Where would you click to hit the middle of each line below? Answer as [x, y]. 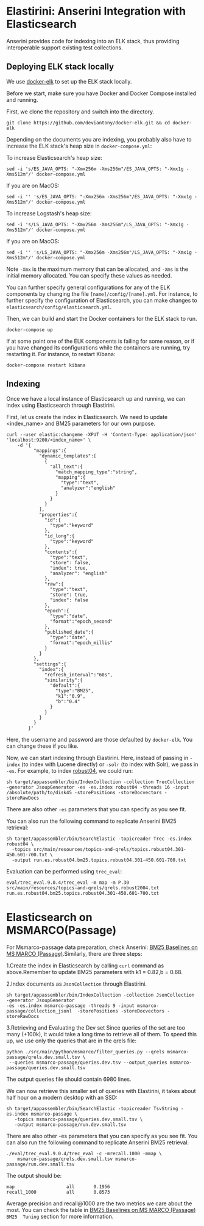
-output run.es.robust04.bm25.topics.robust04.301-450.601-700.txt [99, 860]
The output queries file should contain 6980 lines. [69, 1079]
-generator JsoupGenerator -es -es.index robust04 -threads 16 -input [98, 787]
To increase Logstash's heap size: [49, 213]
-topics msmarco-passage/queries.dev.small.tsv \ [79, 1119]
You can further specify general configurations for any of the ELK [88, 287]
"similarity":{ [64, 680]
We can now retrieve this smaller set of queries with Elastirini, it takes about [101, 1091]
